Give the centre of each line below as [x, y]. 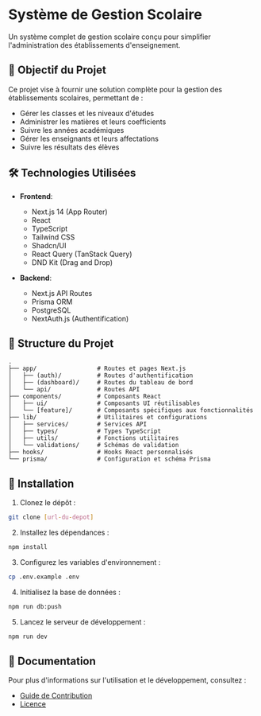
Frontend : [36, 196]
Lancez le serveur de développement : [83, 621]
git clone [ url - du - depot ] [51, 518]
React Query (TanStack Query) [82, 254]
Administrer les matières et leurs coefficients [93, 122]
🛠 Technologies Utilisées [72, 173]
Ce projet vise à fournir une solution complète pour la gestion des [115, 89]
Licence [33, 704]
